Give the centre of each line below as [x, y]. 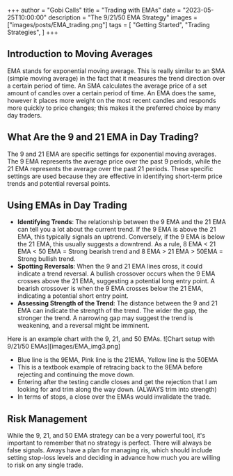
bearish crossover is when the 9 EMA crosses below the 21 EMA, [110, 289]
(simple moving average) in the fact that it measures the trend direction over [116, 78]
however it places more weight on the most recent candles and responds [112, 100]
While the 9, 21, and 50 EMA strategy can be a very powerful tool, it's [106, 436]
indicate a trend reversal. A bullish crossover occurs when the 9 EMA [116, 273]
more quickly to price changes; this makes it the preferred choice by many [114, 108]
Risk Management [47, 419]
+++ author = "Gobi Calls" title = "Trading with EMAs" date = [94, 10]
